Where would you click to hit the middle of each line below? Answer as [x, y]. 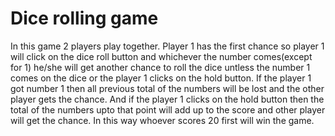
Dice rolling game [84, 18]
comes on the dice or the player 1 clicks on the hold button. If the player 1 [161, 78]
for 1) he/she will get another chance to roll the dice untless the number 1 [160, 67]
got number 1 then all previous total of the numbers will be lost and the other [167, 88]
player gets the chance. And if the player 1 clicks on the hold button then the [167, 99]
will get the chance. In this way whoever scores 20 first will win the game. [162, 120]
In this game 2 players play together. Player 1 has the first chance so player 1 [167, 46]
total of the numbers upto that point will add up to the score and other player [168, 109]
